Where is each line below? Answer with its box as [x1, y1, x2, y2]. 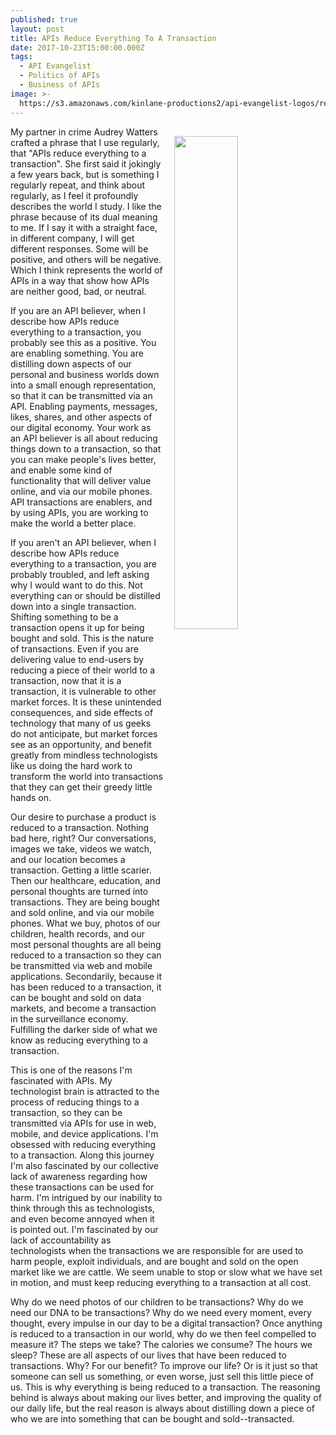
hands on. [10, 791, 52, 803]
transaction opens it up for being [10, 621, 145, 633]
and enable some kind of [10, 464, 113, 476]
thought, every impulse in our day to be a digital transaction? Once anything [10, 1317, 323, 1329]
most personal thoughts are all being [10, 938, 162, 950]
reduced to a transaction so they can [10, 949, 162, 961]
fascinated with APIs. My [10, 1074, 113, 1086]
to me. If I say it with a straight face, [10, 221, 158, 233]
